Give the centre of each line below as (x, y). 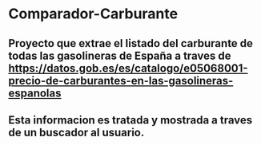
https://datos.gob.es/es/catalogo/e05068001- (128, 68)
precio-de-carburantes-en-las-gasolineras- (121, 80)
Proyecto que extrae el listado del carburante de (131, 43)
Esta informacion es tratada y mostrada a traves (130, 120)
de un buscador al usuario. (76, 132)
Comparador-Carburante (93, 14)
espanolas (35, 93)
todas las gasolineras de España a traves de (120, 55)
